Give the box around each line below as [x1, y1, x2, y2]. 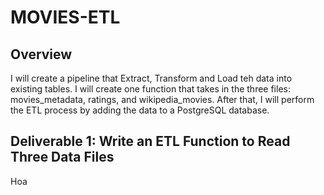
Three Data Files [10, 149, 115, 166]
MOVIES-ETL [10, 6, 121, 29]
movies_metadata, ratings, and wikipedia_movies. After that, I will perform [10, 94, 315, 105]
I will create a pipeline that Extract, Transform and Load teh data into [10, 72, 293, 84]
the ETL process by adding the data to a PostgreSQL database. [10, 104, 270, 116]
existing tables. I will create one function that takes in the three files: [10, 83, 291, 95]
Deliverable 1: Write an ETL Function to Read [10, 133, 291, 150]
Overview [10, 46, 73, 63]
